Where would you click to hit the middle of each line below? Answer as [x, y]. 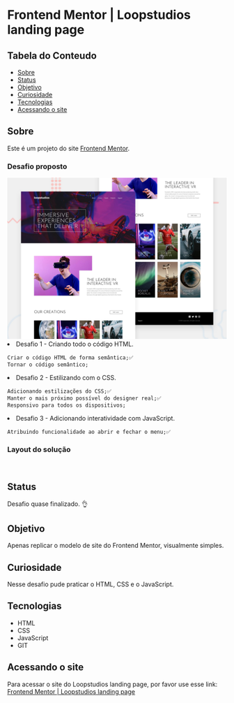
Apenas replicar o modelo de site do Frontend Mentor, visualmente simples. [116, 546]
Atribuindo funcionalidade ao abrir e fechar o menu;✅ [89, 432]
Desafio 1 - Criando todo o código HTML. [75, 344]
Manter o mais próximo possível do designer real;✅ [84, 398]
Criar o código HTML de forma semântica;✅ [70, 358]
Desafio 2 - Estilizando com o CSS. [66, 378]
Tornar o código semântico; [48, 365]
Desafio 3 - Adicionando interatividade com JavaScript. [96, 419]
